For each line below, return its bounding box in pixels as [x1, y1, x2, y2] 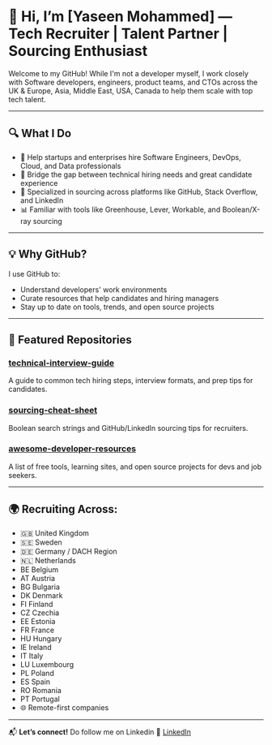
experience [19, 178, 58, 187]
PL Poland [19, 668, 54, 678]
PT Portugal [19, 694, 61, 704]
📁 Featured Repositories [8, 333, 132, 347]
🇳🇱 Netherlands [19, 555, 77, 565]
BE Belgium [19, 564, 59, 575]
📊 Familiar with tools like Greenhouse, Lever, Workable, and [19, 205, 221, 214]
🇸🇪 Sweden [19, 537, 62, 547]
